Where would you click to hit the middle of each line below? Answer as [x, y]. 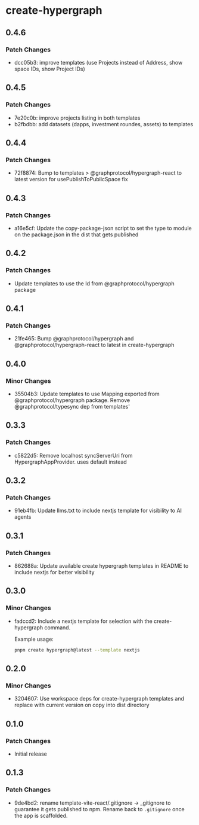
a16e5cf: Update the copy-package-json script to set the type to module [103, 228]
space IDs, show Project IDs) [50, 69]
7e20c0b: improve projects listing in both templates [77, 118]
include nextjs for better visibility [54, 573]
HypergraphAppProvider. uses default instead [71, 462]
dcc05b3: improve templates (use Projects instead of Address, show [98, 62]
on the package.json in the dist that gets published [76, 235]
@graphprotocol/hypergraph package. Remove [72, 400]
